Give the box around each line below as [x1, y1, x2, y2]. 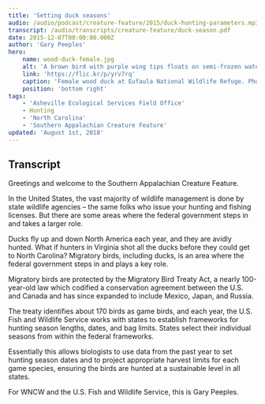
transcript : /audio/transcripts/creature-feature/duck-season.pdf [8, 26, 231, 34]
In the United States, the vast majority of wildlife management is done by [8, 194, 244, 203]
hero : [8, 48, 26, 56]
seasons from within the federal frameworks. [8, 332, 154, 341]
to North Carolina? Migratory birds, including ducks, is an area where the [8, 251, 244, 261]
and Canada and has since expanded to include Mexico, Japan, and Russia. [8, 291, 254, 301]
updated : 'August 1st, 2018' [8, 128, 104, 136]
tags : [8, 92, 26, 100]
